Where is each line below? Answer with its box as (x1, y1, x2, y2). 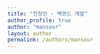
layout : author (7, 29, 52, 37)
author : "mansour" (7, 23, 62, 30)
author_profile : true (7, 17, 72, 24)
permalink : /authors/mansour (7, 36, 94, 43)
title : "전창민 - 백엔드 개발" (7, 10, 88, 18)
